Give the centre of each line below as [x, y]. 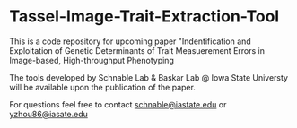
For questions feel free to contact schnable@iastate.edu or [118, 104]
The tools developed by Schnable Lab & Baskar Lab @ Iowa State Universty [149, 77]
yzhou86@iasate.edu [48, 114]
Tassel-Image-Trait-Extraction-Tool [144, 17]
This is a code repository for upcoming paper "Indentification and [130, 41]
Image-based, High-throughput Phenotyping [92, 60]
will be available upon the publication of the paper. [102, 87]
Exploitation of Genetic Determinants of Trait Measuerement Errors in [137, 50]
